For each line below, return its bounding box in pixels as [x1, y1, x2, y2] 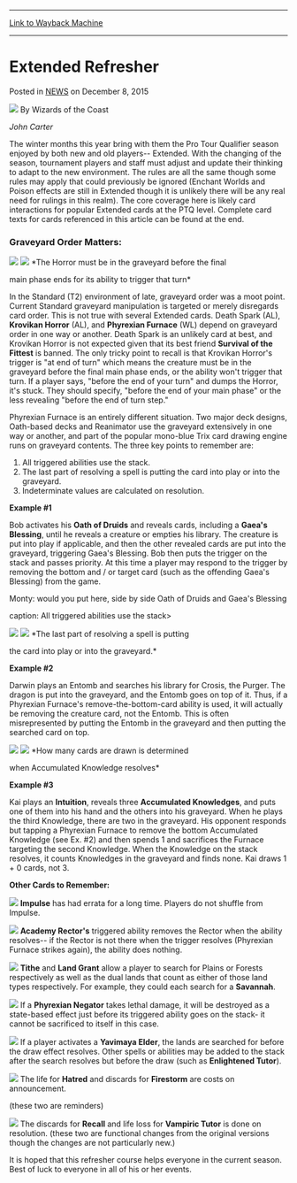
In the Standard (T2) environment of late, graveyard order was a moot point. [9, 291, 286, 302]
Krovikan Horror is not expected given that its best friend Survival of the [9, 338, 273, 350]
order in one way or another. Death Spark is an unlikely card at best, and [9, 329, 273, 340]
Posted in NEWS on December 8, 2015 [9, 86, 148, 96]
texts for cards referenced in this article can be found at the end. [9, 213, 245, 224]
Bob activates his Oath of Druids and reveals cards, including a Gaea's [9, 519, 268, 531]
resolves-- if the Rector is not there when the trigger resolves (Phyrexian [9, 935, 274, 946]
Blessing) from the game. [9, 576, 102, 587]
